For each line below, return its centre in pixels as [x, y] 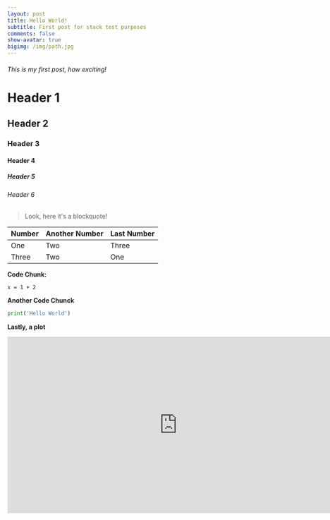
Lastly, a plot [26, 327]
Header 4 [21, 160]
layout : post [26, 14]
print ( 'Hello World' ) [39, 314]
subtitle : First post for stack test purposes [77, 27]
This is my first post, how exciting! [57, 69]
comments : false [31, 34]
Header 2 [28, 124]
